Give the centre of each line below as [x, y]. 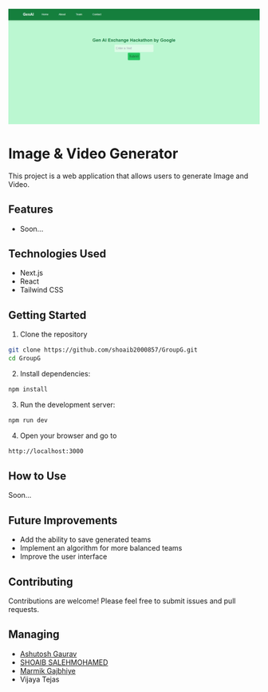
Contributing [41, 581]
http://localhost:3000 [46, 451]
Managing [34, 635]
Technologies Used [57, 254]
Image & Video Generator [93, 154]
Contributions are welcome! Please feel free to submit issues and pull [122, 601]
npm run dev [28, 420]
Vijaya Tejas [39, 679]
